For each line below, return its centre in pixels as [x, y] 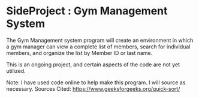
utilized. [16, 71]
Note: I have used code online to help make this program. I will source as [96, 82]
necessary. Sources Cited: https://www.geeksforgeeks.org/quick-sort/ [93, 88]
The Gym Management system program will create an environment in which [100, 40]
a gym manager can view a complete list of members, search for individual [98, 47]
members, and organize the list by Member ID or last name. [79, 53]
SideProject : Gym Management [87, 11]
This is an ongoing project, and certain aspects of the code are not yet [93, 65]
